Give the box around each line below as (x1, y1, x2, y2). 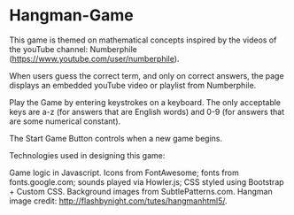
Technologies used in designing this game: (9, 150, 166, 160)
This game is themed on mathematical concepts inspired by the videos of (9, 35, 277, 45)
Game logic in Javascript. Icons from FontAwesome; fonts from (9, 167, 239, 178)
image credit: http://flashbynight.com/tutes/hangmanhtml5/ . (9, 196, 228, 206)
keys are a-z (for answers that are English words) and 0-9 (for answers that (9, 106, 285, 117)
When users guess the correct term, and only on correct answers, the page (9, 70, 285, 81)
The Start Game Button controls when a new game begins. (9, 133, 223, 143)
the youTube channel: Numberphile (9, 43, 137, 54)
